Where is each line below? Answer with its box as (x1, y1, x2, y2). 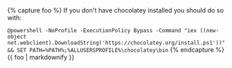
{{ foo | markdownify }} (7, 53, 75, 61)
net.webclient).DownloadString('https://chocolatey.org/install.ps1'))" (7, 39, 226, 46)
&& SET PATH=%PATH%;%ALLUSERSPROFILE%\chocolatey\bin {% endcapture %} (7, 46, 224, 54)
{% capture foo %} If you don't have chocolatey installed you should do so (7, 6, 224, 14)
